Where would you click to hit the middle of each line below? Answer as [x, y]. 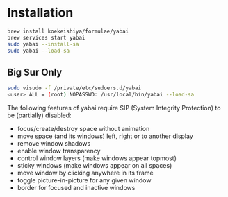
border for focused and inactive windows [76, 188]
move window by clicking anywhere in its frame [85, 173]
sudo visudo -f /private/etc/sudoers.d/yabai [74, 88]
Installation [40, 13]
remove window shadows [54, 143]
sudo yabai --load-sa [39, 51]
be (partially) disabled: [39, 115]
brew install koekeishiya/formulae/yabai [68, 31]
